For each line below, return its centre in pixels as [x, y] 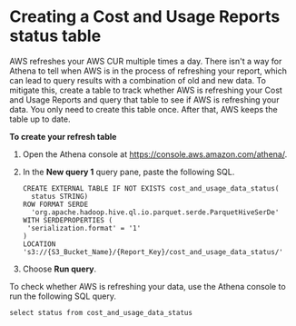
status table [55, 36]
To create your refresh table [63, 136]
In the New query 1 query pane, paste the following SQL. [128, 172]
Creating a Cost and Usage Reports [145, 17]
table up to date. [40, 119]
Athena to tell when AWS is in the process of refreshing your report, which [148, 71]
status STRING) [60, 196]
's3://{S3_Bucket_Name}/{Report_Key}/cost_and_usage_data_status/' [153, 252]
